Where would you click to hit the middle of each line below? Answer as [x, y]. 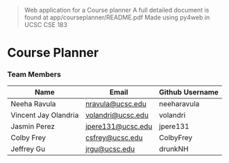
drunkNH [174, 149]
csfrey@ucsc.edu [114, 138]
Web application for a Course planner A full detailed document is [117, 10]
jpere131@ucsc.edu [119, 126]
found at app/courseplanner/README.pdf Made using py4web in [117, 17]
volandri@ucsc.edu [117, 115]
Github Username [189, 92]
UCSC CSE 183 [46, 25]
